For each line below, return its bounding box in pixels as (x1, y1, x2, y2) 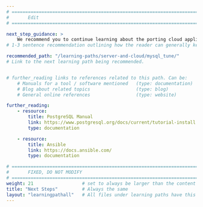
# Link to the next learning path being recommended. (6, 59, 145, 65)
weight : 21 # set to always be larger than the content (6, 180, 196, 186)
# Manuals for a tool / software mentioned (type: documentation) (17, 80, 193, 86)
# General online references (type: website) (17, 92, 177, 98)
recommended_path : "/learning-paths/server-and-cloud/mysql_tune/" (6, 53, 180, 59)
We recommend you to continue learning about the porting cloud (17, 37, 182, 43)
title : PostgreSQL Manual (28, 114, 94, 120)
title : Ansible (28, 141, 66, 148)
